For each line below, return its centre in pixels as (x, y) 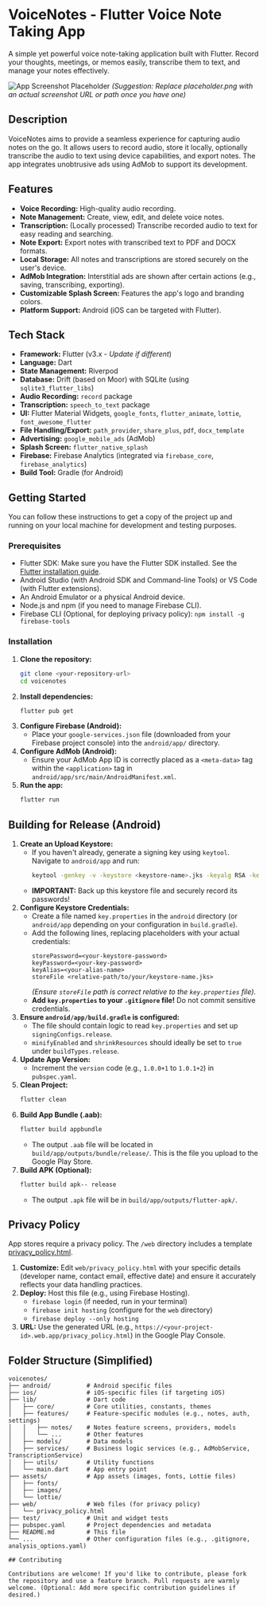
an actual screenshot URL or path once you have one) (97, 94)
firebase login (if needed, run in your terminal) (110, 1302)
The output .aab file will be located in (92, 1144)
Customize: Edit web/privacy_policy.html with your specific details (130, 1267)
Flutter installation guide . (60, 572)
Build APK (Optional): (56, 1169)
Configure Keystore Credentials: (74, 907)
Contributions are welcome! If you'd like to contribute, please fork (128, 1574)
